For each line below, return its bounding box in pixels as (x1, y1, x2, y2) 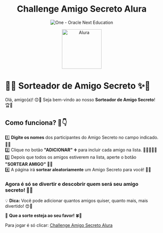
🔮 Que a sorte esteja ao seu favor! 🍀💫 (5, 213, 82, 218)
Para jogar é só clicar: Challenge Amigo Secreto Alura (5, 222, 113, 228)
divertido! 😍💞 (5, 203, 33, 209)
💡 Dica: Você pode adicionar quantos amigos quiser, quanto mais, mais (5, 197, 148, 203)
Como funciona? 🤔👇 (5, 119, 67, 127)
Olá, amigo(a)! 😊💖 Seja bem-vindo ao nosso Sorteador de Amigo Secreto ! (5, 96, 156, 103)
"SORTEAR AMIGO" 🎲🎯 (5, 161, 53, 167)
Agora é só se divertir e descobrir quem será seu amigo (5, 180, 139, 187)
